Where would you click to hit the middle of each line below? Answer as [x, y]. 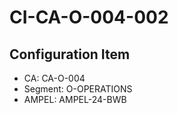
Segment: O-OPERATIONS [78, 89]
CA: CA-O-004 [54, 78]
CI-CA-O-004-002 [89, 17]
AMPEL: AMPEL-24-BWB [75, 99]
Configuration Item [70, 54]
